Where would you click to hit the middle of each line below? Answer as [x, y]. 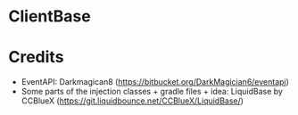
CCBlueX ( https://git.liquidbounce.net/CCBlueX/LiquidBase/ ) [132, 101]
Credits [36, 57]
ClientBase [50, 16]
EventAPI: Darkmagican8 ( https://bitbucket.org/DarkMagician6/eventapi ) [155, 82]
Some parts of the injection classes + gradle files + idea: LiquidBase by [152, 92]
